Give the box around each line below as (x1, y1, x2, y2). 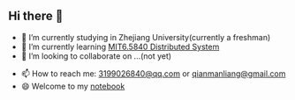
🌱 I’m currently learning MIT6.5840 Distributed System (20, 41, 220, 52)
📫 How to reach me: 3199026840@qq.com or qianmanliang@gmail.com (20, 68, 286, 79)
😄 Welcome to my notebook (20, 81, 125, 91)
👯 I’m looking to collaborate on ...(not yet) (20, 50, 172, 61)
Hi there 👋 (8, 9, 64, 24)
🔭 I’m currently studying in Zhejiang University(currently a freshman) (20, 32, 271, 42)
